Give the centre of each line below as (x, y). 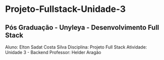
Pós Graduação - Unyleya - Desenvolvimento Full (82, 28)
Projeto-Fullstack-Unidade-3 (65, 9)
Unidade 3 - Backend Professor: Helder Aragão (53, 52)
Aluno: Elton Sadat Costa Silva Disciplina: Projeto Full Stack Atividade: (76, 47)
